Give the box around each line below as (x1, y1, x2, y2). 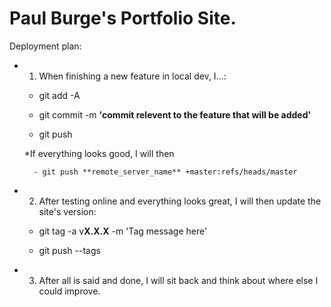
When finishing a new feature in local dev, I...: (38, 70, 227, 82)
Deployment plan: (9, 40, 82, 52)
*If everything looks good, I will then (23, 147, 175, 159)
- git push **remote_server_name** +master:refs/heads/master (33, 167, 298, 177)
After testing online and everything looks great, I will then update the (38, 195, 322, 207)
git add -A (38, 89, 81, 101)
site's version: (38, 205, 97, 217)
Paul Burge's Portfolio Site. (9, 7, 237, 30)
